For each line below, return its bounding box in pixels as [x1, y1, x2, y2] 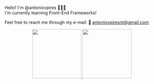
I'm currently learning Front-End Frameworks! [4, 10, 97, 16]
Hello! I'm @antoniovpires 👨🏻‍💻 [4, 5, 67, 10]
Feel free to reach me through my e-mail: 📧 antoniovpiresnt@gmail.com [4, 20, 149, 25]
